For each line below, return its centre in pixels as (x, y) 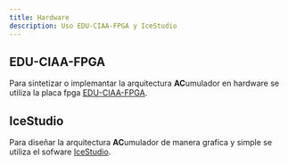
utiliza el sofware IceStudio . (60, 152)
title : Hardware (39, 17)
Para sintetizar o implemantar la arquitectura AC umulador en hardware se (144, 83)
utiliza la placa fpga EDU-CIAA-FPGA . (78, 93)
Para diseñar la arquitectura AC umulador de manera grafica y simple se (141, 143)
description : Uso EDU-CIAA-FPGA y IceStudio (93, 26)
